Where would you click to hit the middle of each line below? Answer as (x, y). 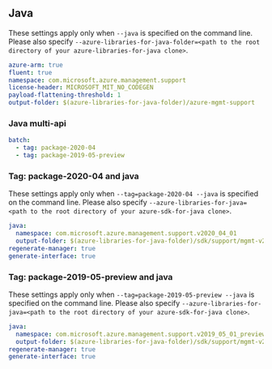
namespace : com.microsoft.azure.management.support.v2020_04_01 (126, 234)
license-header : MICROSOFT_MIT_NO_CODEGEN (81, 88)
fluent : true (30, 72)
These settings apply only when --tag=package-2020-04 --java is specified (134, 194)
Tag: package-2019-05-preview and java (91, 277)
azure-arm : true (36, 65)
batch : (19, 140)
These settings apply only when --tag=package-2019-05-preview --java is (132, 294)
